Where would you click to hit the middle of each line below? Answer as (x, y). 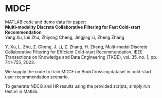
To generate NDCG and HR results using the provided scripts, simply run (78, 86)
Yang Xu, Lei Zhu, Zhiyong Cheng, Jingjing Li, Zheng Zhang (65, 37)
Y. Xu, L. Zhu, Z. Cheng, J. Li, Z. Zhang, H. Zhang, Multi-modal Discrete (76, 47)
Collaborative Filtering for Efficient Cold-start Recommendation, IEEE (74, 52)
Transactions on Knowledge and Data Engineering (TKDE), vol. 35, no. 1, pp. (81, 57)
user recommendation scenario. (37, 77)
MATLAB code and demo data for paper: (45, 22)
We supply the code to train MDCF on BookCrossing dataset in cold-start (78, 71)
